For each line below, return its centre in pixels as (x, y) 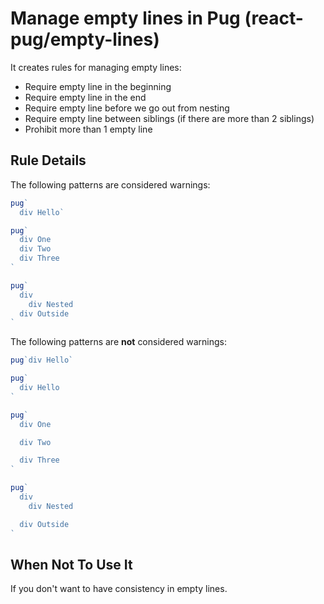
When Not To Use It (71, 564)
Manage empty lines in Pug (125, 18)
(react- (274, 18)
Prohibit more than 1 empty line (88, 129)
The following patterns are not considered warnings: (119, 342)
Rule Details (48, 160)
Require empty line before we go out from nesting (127, 108)
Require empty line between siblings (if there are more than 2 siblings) (169, 118)
